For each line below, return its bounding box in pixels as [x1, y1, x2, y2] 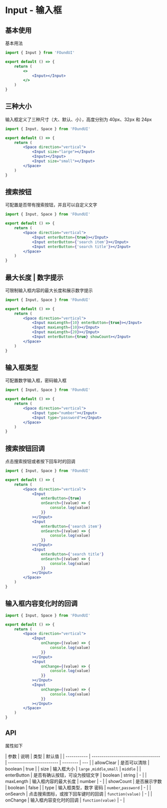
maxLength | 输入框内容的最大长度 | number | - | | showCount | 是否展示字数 [5, 778, 162, 784]
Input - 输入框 [5, 4, 62, 16]
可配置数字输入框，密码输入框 [5, 377, 66, 383]
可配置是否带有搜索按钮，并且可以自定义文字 [5, 202, 97, 208]
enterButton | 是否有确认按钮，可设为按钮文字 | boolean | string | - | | [5, 772, 147, 778]
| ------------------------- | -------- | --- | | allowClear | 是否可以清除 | [5, 759, 150, 765]
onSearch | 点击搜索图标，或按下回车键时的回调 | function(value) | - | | [5, 790, 152, 796]
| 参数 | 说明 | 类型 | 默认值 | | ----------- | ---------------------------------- [5, 753, 160, 759]
